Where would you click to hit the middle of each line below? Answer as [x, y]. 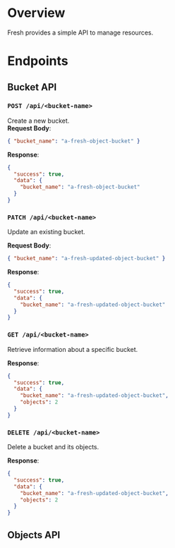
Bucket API [32, 87]
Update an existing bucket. [47, 232]
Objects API [34, 535]
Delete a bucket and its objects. [53, 447]
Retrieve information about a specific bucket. [73, 349]
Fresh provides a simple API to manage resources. [80, 32]
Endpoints [38, 61]
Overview [36, 13]
